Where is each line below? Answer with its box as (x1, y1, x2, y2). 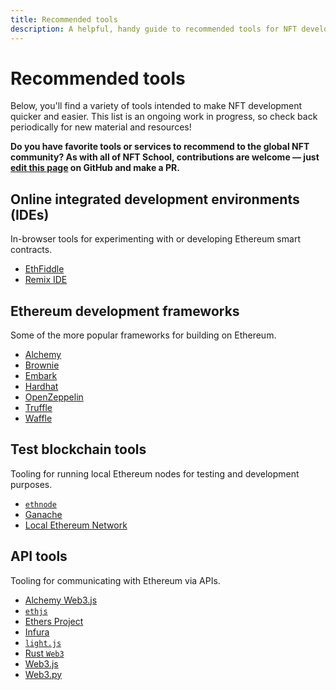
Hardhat (24, 381, 59, 393)
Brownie (24, 359, 60, 371)
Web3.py (24, 668, 63, 680)
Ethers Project (24, 615, 84, 627)
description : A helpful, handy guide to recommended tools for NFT (10, 24, 298, 34)
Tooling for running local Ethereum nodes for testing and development (10, 467, 300, 480)
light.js (24, 638, 62, 648)
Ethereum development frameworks (10, 302, 240, 320)
